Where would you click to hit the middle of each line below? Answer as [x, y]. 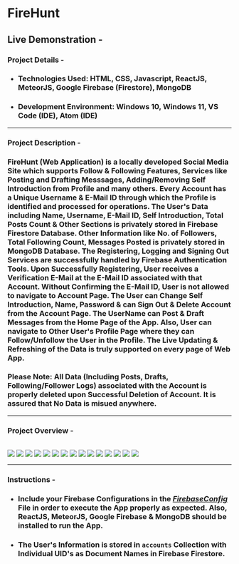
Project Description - [44, 143]
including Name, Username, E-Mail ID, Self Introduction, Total [116, 215]
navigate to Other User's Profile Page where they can [101, 331]
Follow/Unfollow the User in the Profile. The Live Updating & [113, 340]
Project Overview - [41, 431]
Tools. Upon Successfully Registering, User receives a [103, 269]
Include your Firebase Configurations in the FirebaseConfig [123, 499]
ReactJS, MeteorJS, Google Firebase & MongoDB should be [122, 517]
